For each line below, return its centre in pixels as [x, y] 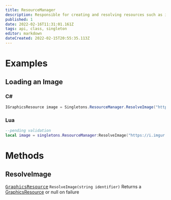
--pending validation [28, 130]
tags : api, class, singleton [36, 29]
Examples [26, 63]
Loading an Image [34, 82]
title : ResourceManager [31, 10]
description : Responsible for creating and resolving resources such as [84, 15]
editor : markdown [24, 34]
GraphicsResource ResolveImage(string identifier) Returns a [73, 186]
